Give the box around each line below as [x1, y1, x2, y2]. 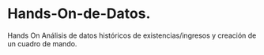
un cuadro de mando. [7, 38, 77, 48]
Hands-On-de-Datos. [7, 5, 151, 23]
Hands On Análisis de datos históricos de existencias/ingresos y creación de [7, 31, 257, 40]
